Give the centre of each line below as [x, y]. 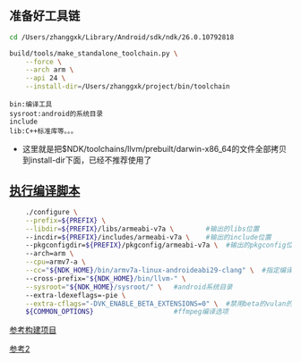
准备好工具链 [45, 16]
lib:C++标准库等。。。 [43, 131]
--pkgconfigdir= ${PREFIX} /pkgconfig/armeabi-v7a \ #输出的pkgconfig [156, 245]
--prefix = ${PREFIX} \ [65, 220]
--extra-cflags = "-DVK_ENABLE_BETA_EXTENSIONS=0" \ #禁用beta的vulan [156, 303]
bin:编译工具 [31, 105]
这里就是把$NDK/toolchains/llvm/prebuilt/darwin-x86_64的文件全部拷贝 [154, 149]
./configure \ [52, 212]
